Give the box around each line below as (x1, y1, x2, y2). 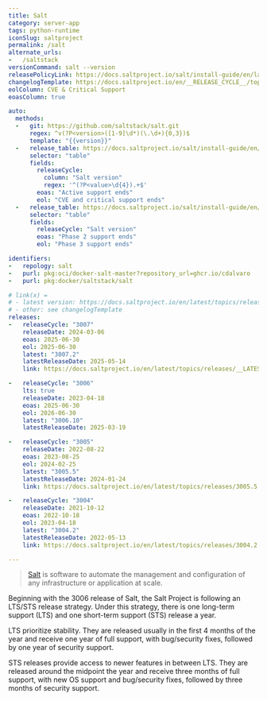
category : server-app (8, 19, 80, 27)
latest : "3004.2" (22, 526, 80, 534)
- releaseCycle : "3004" (8, 497, 94, 505)
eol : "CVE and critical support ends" (37, 196, 165, 203)
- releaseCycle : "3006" (8, 379, 94, 388)
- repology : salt (8, 261, 73, 270)
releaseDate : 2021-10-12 (22, 504, 105, 513)
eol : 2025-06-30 (22, 343, 77, 350)
